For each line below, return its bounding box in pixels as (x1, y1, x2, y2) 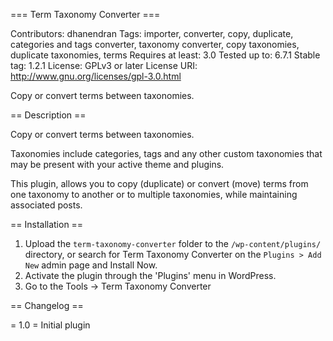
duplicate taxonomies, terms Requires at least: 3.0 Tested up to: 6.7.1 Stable (10, 49, 321, 61)
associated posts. (10, 199, 83, 211)
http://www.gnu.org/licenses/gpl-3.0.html (10, 70, 182, 82)
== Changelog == (10, 300, 84, 311)
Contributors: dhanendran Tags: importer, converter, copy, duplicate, (10, 28, 294, 39)
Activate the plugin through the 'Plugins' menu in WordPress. (24, 270, 277, 281)
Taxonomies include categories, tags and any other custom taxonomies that (10, 148, 323, 159)
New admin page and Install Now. (24, 259, 158, 271)
